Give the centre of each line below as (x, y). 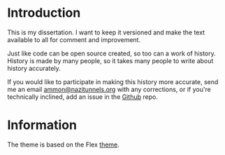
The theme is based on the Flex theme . (64, 144)
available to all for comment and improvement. (74, 39)
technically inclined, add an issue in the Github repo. (83, 97)
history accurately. (34, 68)
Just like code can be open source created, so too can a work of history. (112, 53)
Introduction (44, 13)
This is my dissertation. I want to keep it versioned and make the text (106, 32)
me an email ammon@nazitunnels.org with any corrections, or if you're (109, 89)
